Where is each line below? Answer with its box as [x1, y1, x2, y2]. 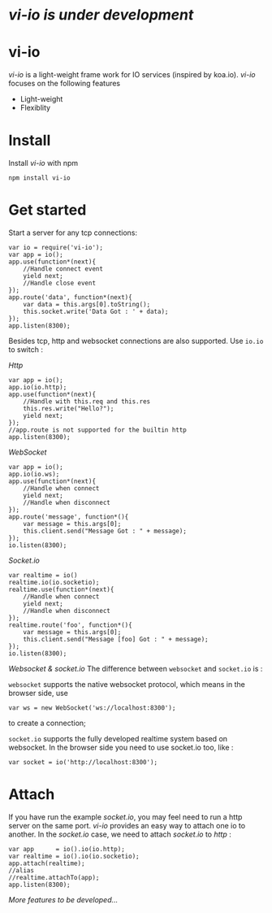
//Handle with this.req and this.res [23, 398, 151, 406]
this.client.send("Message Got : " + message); [23, 527, 187, 535]
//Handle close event [23, 279, 96, 287]
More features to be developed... [8, 894, 119, 904]
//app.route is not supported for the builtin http [8, 426, 187, 434]
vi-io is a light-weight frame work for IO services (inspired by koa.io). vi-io [8, 70, 256, 80]
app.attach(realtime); [8, 859, 85, 867]
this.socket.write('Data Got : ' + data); [23, 307, 169, 315]
